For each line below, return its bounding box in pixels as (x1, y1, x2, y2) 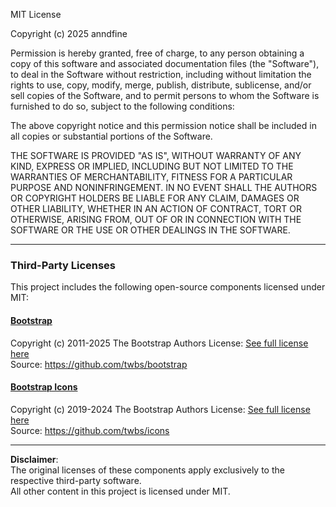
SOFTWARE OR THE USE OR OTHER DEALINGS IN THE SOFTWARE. (10, 224, 291, 236)
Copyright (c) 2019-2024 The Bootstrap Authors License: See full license (10, 403, 311, 415)
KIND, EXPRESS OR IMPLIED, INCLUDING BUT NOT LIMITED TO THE (10, 160, 294, 172)
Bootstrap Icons (10, 381, 78, 393)
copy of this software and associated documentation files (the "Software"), (10, 58, 320, 69)
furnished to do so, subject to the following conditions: (10, 100, 235, 112)
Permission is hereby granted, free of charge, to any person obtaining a (10, 47, 305, 59)
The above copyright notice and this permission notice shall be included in (10, 120, 317, 131)
